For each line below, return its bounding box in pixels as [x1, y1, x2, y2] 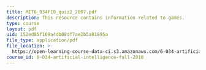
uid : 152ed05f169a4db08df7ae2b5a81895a [6, 32, 109, 38]
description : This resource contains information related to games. [6, 15, 185, 21]
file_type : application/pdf [6, 37, 78, 43]
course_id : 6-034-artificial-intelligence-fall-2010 [6, 54, 144, 60]
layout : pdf [6, 26, 37, 32]
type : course [6, 20, 40, 26]
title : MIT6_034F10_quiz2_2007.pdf [6, 9, 97, 15]
